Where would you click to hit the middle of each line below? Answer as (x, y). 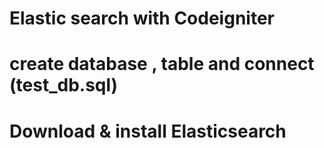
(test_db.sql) (64, 85)
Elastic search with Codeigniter (142, 18)
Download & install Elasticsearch (148, 131)
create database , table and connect (162, 64)
